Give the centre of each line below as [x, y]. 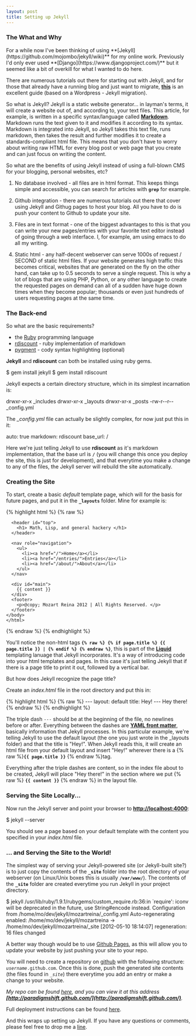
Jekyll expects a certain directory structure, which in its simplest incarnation [98, 384]
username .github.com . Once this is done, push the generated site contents [95, 967]
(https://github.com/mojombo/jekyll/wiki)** [58, 56]
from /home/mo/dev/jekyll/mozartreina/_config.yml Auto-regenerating [90, 914]
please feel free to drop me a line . [47, 1027]
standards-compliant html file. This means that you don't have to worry [92, 141]
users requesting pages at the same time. [65, 298]
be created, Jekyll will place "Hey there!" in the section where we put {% [94, 774]
